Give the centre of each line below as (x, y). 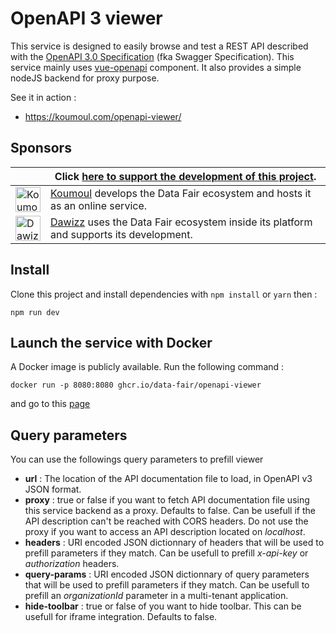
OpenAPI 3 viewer (86, 18)
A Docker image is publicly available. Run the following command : (147, 367)
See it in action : (43, 97)
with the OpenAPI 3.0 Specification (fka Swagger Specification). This (152, 56)
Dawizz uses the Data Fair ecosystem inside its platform (181, 222)
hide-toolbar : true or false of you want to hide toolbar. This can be (163, 606)
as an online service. (99, 205)
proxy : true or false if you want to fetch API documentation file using (167, 500)
